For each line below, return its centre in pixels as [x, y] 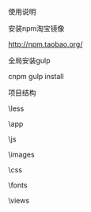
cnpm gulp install [36, 76]
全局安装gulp [29, 61]
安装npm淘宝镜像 [36, 28]
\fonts [18, 185]
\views [19, 201]
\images [21, 154]
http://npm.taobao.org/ [45, 44]
